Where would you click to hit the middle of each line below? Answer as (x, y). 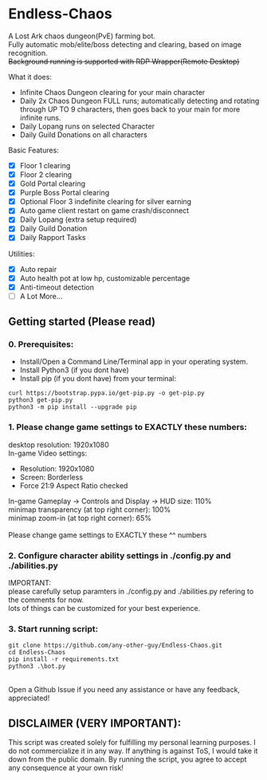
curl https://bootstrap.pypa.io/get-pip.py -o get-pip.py (106, 393)
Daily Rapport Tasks (53, 238)
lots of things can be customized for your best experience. (104, 609)
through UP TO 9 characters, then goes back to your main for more (130, 109)
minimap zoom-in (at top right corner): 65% (80, 518)
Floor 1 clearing (45, 165)
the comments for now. (46, 600)
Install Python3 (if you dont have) (74, 370)
